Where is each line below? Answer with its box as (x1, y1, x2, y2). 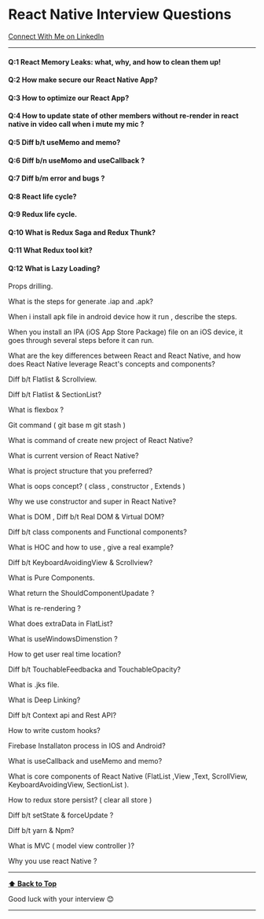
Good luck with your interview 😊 (8, 894, 115, 903)
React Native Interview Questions (8, 6, 232, 24)
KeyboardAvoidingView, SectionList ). (8, 779, 130, 789)
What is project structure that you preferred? (8, 466, 153, 475)
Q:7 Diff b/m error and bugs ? (8, 173, 105, 183)
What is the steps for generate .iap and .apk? (8, 296, 153, 306)
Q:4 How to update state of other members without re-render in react (8, 111, 239, 121)
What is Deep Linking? (8, 695, 81, 705)
